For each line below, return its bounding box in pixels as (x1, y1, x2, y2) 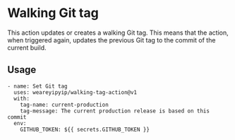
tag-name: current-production (20, 101, 109, 108)
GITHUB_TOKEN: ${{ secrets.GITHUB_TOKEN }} (20, 126, 150, 133)
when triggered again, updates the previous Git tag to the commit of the (7, 35, 216, 44)
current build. (7, 43, 47, 52)
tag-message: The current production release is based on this (20, 107, 210, 115)
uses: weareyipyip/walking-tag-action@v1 (13, 88, 138, 96)
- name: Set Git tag (7, 83, 68, 90)
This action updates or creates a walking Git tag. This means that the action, (7, 28, 229, 37)
